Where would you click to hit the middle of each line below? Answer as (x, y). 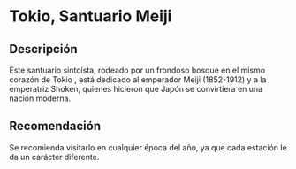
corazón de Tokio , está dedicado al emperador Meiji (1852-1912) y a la (138, 80)
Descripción (43, 49)
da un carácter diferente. (54, 157)
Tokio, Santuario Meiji (91, 16)
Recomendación (55, 126)
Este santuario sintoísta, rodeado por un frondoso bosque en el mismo (137, 70)
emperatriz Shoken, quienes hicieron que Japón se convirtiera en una (136, 89)
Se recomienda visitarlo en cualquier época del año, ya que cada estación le (148, 147)
